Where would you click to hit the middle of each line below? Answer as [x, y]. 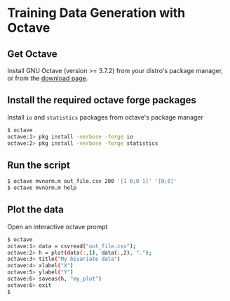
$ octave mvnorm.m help [42, 188]
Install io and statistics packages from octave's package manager [105, 117]
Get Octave [32, 54]
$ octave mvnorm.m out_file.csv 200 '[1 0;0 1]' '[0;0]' [92, 181]
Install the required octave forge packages [102, 100]
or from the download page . [48, 78]
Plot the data [36, 210]
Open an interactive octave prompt [57, 226]
